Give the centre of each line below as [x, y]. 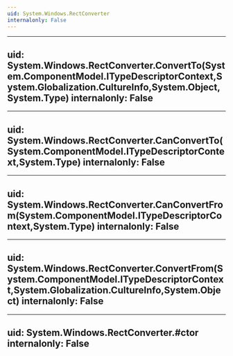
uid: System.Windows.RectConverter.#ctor [103, 333]
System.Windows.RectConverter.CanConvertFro [115, 204]
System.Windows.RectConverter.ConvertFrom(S [115, 269]
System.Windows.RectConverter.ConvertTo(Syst [116, 66]
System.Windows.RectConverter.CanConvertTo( [115, 141]
